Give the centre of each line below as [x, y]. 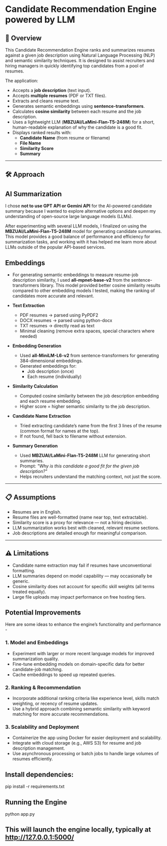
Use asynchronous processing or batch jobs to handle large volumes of [85, 754]
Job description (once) [51, 372]
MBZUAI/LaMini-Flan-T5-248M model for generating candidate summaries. [83, 231]
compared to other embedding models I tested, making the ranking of [83, 291]
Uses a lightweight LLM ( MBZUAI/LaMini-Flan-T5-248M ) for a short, [83, 122]
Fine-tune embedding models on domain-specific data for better [79, 664]
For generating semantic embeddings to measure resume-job [75, 275]
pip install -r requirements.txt [35, 786]
